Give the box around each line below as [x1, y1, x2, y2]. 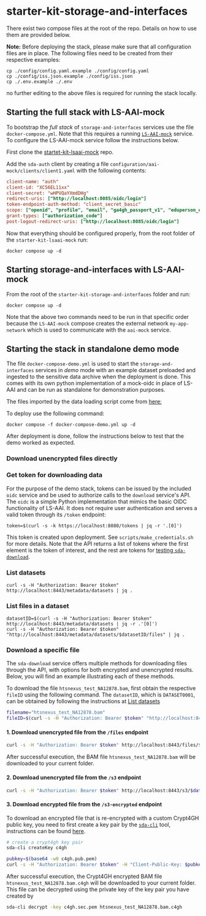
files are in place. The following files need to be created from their [6, 49, 173, 56]
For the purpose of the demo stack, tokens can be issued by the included [6, 484, 192, 492]
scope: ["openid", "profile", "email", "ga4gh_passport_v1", [6, 207, 166, 213]
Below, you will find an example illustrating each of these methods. [6, 673, 175, 680]
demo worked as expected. [6, 439, 75, 446]
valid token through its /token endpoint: [6, 511, 106, 518]
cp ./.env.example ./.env [6, 78, 72, 85]
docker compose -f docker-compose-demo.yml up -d [6, 422, 136, 428]
